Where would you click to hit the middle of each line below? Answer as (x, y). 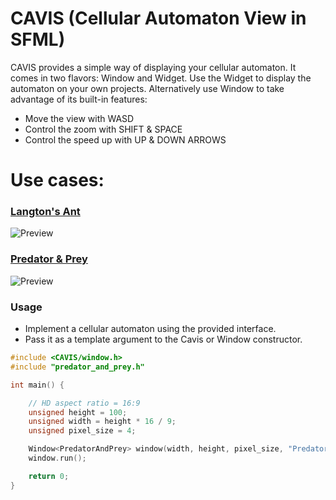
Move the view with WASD (79, 118)
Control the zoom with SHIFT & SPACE (103, 129)
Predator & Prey (49, 259)
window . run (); (57, 458)
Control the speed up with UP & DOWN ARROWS (125, 139)
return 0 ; (49, 476)
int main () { (37, 385)
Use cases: (57, 180)
